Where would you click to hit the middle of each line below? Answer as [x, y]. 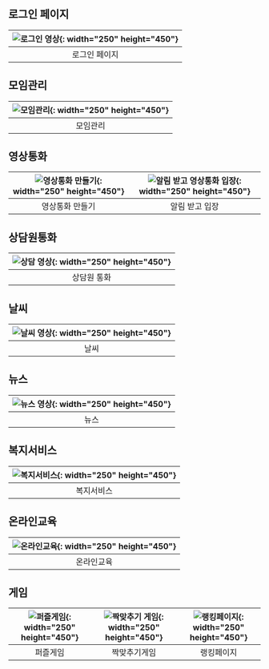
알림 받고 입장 [195, 207]
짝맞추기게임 [134, 653]
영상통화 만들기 [68, 207]
